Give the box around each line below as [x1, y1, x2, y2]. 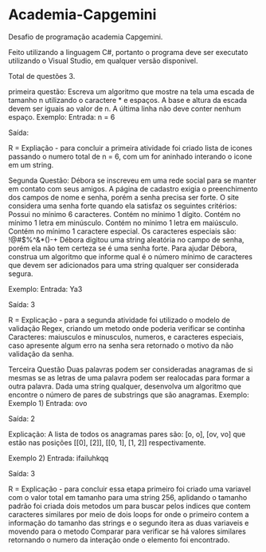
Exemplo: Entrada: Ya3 [8, 284, 83, 294]
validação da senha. [8, 349, 74, 358]
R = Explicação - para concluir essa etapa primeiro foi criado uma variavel [8, 484, 251, 494]
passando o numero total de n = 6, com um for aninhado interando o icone [8, 152, 252, 161]
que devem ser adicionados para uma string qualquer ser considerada [8, 260, 239, 270]
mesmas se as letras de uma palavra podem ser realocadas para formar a [8, 373, 250, 382]
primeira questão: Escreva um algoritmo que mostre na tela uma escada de [8, 86, 255, 97]
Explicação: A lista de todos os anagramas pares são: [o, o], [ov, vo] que [8, 429, 246, 439]
